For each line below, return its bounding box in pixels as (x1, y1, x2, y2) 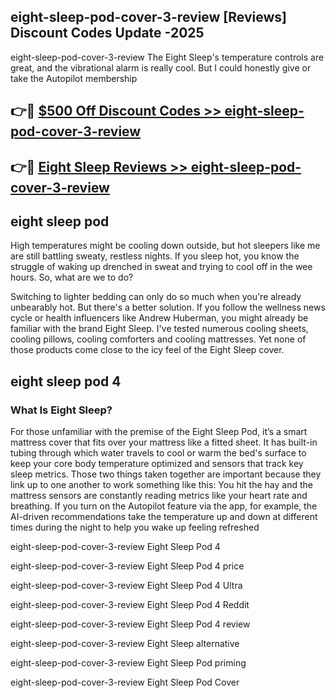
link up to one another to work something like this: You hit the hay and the (10, 479, 313, 491)
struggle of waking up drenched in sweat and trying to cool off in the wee (10, 261, 313, 273)
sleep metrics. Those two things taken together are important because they (10, 468, 322, 480)
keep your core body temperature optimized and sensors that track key (10, 458, 304, 470)
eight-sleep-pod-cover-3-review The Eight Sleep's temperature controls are (10, 51, 325, 63)
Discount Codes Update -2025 (10, 25, 205, 42)
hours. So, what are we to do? (10, 271, 134, 284)
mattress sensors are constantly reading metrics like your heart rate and (10, 490, 308, 502)
